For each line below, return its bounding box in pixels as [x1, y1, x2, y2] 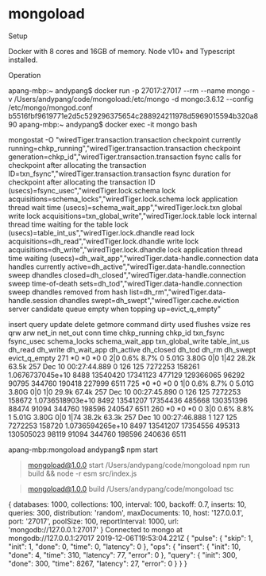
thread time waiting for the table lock [8, 220, 129, 229]
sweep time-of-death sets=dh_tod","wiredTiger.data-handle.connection [8, 278, 243, 288]
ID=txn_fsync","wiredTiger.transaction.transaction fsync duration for [8, 169, 232, 178]
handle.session [8, 295, 58, 305]
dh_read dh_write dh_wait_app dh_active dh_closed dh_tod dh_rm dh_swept [8, 344, 256, 354]
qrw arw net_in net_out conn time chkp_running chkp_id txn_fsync [8, 328, 225, 337]
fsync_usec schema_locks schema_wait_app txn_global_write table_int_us [8, 336, 250, 346]
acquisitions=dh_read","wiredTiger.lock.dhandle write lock [8, 236, 199, 246]
